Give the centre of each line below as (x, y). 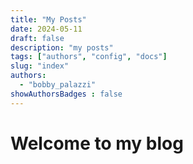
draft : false (37, 38)
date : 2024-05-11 (46, 29)
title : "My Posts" (48, 19)
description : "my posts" (62, 47)
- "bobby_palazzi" (58, 85)
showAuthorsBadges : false (66, 94)
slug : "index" (40, 66)
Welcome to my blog (97, 143)
